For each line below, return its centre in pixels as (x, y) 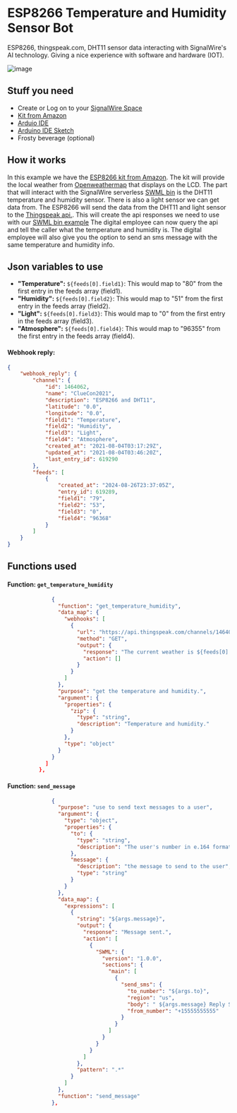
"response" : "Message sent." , (127, 932)
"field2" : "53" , (81, 505)
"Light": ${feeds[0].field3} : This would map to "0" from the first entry (121, 314)
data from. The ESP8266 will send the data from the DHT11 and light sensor (117, 207)
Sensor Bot (41, 28)
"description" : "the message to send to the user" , (154, 867)
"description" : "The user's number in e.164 (143, 847)
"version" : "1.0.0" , (132, 958)
